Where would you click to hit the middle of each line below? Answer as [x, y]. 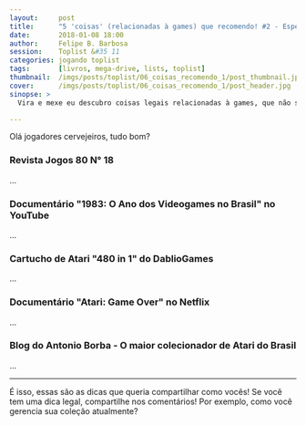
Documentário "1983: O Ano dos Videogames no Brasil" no [143, 203]
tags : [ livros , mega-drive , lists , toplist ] [107, 69]
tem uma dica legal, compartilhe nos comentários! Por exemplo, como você [151, 401]
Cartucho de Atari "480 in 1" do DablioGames [112, 258]
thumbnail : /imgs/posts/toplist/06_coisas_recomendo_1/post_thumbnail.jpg [156, 78]
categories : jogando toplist [65, 60]
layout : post [42, 18]
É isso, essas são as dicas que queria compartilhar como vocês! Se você [146, 391]
